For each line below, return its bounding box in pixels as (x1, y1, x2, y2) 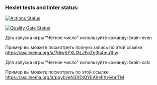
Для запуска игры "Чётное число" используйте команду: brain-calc (5, 59, 151, 65)
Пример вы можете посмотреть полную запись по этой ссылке (5, 44, 142, 50)
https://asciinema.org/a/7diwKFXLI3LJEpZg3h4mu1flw (5, 49, 118, 56)
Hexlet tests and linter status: (5, 4, 79, 11)
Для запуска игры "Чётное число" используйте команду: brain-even (5, 34, 152, 41)
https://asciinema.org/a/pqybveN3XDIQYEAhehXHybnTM (5, 74, 124, 80)
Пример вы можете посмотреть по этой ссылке (5, 69, 109, 75)
